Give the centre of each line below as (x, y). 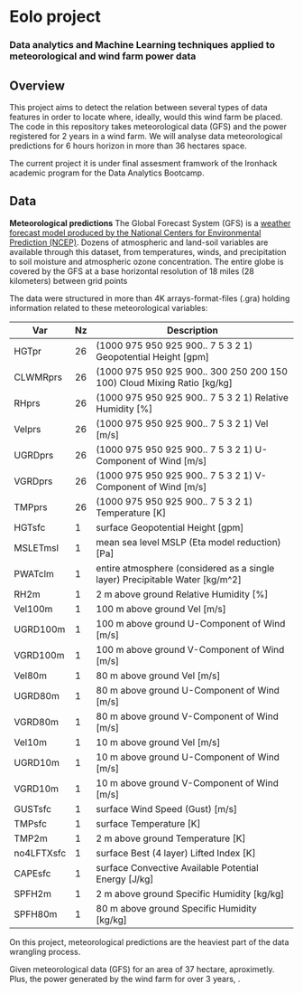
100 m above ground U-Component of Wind (191, 623)
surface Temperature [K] (148, 823)
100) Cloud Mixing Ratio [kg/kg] (164, 383)
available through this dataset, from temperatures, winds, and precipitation (148, 251)
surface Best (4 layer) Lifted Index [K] (176, 853)
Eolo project (55, 17)
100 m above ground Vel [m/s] (161, 609)
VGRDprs (33, 481)
